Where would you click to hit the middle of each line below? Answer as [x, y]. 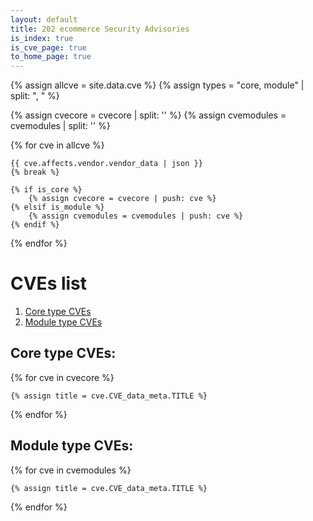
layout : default [44, 19]
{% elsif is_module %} [57, 207]
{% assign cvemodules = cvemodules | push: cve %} [136, 216]
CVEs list [49, 283]
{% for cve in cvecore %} [62, 377]
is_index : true [42, 38]
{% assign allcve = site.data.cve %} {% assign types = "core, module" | [157, 85]
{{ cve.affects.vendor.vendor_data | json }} [106, 164]
